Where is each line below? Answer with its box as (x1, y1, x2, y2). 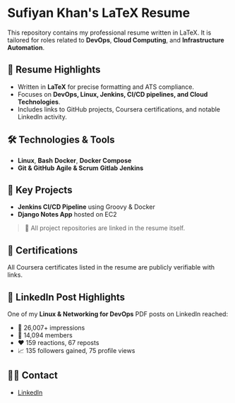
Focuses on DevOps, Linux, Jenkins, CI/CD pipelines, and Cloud (17, 90, 208, 98)
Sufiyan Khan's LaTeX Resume (7, 5, 191, 21)
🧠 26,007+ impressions (17, 323, 85, 332)
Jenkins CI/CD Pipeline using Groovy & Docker (17, 203, 155, 211)
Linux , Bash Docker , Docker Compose (17, 156, 132, 164)
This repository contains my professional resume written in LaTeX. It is (7, 28, 212, 37)
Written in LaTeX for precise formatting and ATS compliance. (17, 83, 194, 91)
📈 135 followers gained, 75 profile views (17, 347, 135, 354)
